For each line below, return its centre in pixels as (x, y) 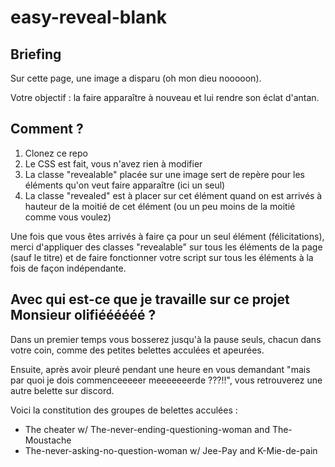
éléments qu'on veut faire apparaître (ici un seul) (125, 185)
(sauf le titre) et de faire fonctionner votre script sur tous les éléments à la (162, 257)
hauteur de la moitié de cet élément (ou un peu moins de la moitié (160, 206)
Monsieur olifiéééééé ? (83, 315)
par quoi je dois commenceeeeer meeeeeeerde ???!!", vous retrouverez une (166, 380)
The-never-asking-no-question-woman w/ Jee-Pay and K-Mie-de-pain (171, 450)
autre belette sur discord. (62, 390)
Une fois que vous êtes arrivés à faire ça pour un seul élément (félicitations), (167, 236)
